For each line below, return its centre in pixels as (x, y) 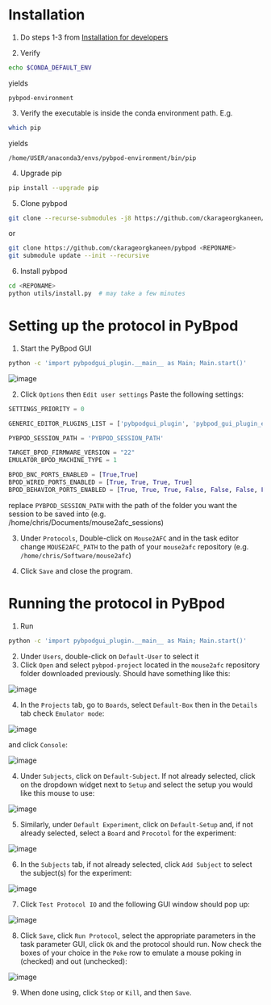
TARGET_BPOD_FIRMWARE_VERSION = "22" (72, 453)
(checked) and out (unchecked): (73, 961)
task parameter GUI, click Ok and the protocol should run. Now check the (141, 944)
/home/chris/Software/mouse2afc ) (75, 555)
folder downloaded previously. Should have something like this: (125, 673)
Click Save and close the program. (76, 570)
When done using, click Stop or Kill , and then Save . (106, 992)
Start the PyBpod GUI (56, 348)
